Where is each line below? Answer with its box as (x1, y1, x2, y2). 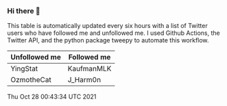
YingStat (10, 64, 38, 74)
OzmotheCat (10, 75, 51, 85)
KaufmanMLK (67, 64, 112, 74)
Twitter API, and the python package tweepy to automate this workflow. (7, 36, 209, 44)
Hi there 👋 (7, 6, 41, 16)
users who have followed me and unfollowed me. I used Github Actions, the (7, 29, 221, 37)
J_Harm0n (67, 75, 101, 85)
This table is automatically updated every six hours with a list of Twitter (7, 22, 208, 30)
